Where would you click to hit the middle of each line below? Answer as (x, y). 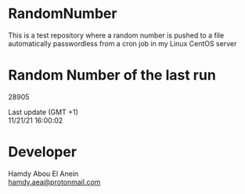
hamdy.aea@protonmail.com (54, 181)
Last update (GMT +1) (43, 112)
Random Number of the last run (112, 75)
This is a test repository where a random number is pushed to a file (116, 35)
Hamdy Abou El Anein (43, 174)
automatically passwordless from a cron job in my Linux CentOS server (122, 43)
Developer (42, 152)
